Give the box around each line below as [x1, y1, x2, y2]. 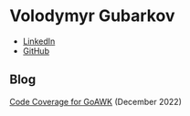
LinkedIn [22, 36, 56, 47]
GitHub [22, 45, 50, 56]
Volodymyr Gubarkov [9, 5, 175, 26]
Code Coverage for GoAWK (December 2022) [9, 96, 183, 107]
